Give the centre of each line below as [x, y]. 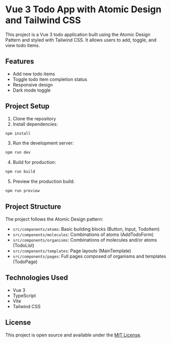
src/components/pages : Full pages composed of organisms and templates [89, 256]
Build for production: [34, 162]
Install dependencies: [35, 124]
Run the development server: [43, 143]
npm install [18, 133]
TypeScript [24, 295]
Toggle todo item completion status [50, 79]
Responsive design [33, 84]
